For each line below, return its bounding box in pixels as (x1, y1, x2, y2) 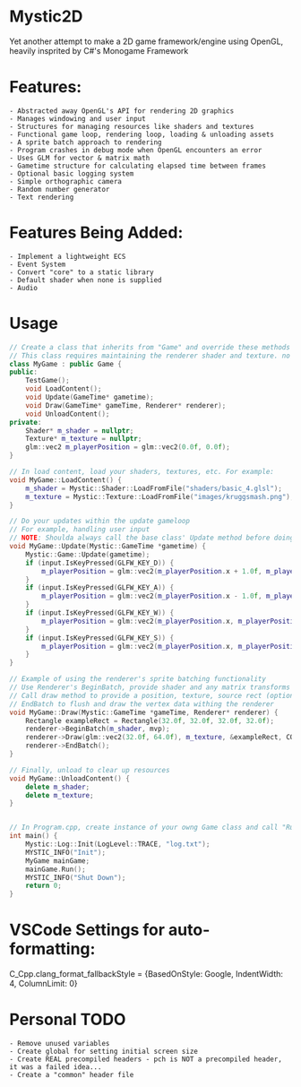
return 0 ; (25, 881, 63, 891)
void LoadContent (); (25, 384, 102, 393)
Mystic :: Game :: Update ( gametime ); (25, 549, 150, 559)
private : (9, 418, 42, 427)
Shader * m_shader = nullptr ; (25, 426, 134, 436)
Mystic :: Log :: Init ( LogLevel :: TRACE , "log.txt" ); (25, 840, 211, 849)
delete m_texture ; (25, 790, 94, 799)
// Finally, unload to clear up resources (9, 765, 170, 774)
